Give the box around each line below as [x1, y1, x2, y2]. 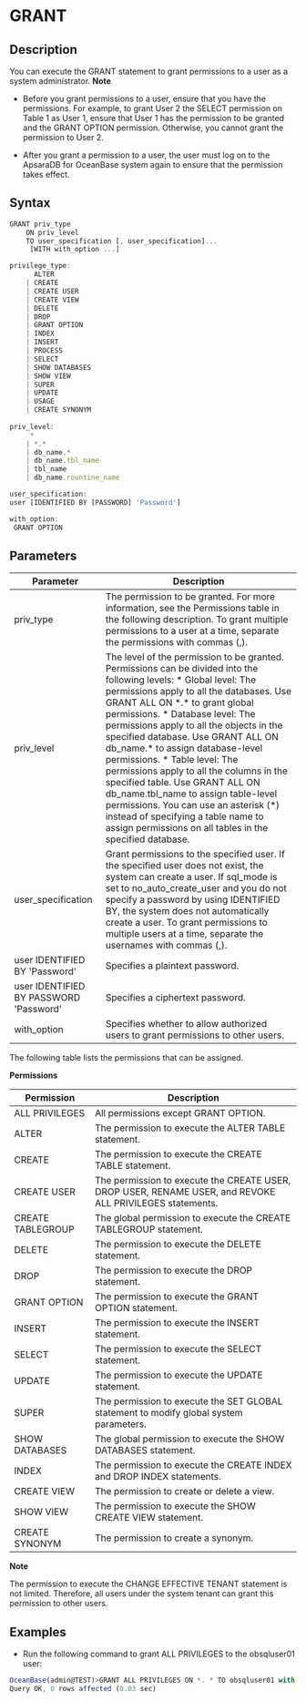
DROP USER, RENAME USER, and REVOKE [94, 1185, 276, 1198]
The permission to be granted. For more [105, 590, 276, 603]
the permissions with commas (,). [105, 636, 249, 649]
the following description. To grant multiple [105, 613, 289, 626]
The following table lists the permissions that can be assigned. [9, 1052, 244, 1063]
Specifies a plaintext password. [105, 959, 240, 972]
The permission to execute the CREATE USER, [94, 1174, 291, 1187]
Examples [9, 1624, 66, 1640]
